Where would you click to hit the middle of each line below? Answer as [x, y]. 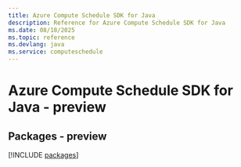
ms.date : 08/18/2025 [42, 30]
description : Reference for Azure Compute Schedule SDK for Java [117, 23]
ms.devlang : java [36, 45]
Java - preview [58, 107]
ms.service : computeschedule [56, 52]
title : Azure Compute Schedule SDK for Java [82, 15]
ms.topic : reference [42, 37]
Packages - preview [58, 136]
